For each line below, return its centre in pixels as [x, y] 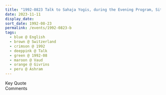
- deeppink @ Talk [29, 51]
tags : [11, 32]
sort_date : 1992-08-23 [28, 23]
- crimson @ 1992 [27, 46]
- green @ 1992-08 [29, 55]
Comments [16, 88]
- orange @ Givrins [30, 64]
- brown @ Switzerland [33, 42]
